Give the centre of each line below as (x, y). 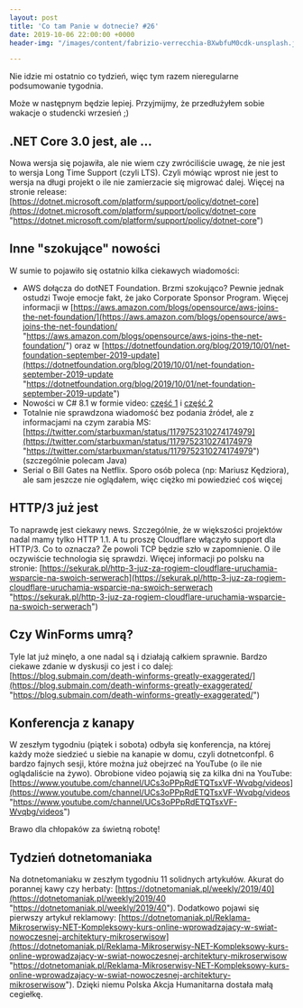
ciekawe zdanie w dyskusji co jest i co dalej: (92, 666)
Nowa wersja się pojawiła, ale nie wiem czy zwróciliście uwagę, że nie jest (147, 163)
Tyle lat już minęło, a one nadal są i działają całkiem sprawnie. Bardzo (138, 656)
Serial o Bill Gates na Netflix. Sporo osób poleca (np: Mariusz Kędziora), (156, 470)
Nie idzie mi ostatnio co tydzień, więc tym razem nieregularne (124, 77)
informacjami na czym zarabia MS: (87, 422)
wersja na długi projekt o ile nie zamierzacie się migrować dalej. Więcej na (147, 182)
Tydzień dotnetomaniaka (81, 857)
